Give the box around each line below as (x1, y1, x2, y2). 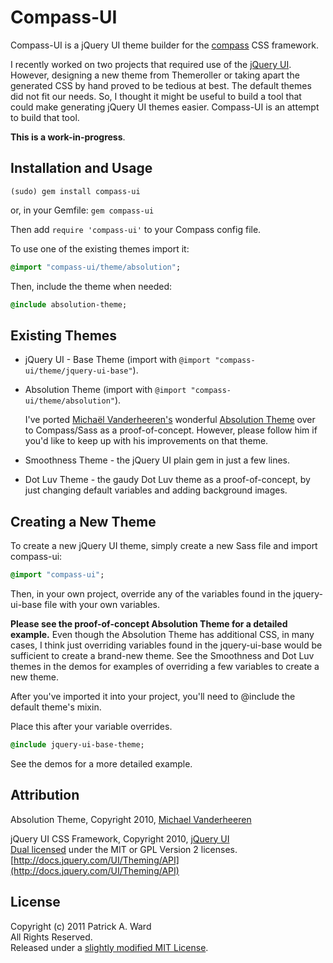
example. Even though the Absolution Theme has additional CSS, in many (10, 629, 315, 640)
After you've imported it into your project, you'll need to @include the (10, 691, 296, 702)
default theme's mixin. (10, 701, 102, 713)
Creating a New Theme (10, 513, 157, 530)
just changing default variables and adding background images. (24, 484, 288, 496)
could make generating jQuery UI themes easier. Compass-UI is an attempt (10, 101, 320, 113)
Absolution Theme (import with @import (24, 384, 187, 396)
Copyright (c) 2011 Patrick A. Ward (10, 920, 152, 932)
